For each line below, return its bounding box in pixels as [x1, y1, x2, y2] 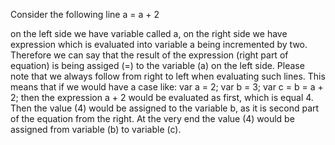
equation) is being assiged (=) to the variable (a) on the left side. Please [10, 60, 305, 71]
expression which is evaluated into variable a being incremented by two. [10, 39, 308, 50]
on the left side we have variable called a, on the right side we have [10, 28, 288, 39]
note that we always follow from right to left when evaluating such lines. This [10, 70, 326, 82]
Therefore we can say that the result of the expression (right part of [10, 49, 289, 61]
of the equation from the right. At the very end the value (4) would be [10, 113, 295, 124]
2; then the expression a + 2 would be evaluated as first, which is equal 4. [10, 92, 314, 103]
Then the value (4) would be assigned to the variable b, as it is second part [10, 102, 320, 114]
